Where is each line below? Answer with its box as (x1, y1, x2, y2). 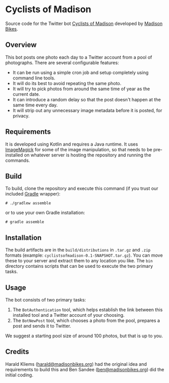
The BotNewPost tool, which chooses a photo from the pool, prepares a (12, 317, 160, 323)
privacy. (12, 113, 30, 119)
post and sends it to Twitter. (12, 323, 71, 329)
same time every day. (12, 102, 58, 108)
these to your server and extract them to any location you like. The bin (5, 258, 153, 264)
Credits (5, 347, 30, 356)
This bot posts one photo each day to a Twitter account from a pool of (5, 54, 153, 60)
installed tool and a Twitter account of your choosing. (12, 312, 125, 318)
